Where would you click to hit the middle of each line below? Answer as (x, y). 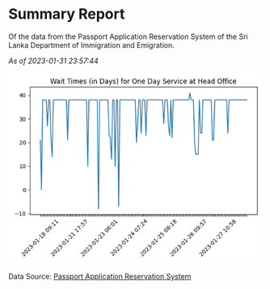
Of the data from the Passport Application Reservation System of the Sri (128, 36)
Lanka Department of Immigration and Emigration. (92, 45)
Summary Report (67, 14)
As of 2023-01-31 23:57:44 (53, 61)
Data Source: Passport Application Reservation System (100, 276)
